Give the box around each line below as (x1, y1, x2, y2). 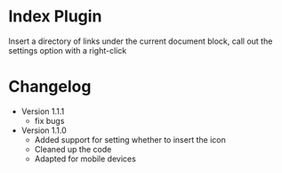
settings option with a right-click (8, 45, 127, 55)
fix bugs (34, 115, 65, 126)
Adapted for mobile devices (34, 153, 137, 164)
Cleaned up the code (34, 144, 112, 154)
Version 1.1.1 (20, 105, 65, 117)
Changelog (8, 77, 92, 97)
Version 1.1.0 (20, 125, 68, 136)
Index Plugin (8, 6, 102, 27)
